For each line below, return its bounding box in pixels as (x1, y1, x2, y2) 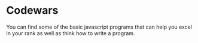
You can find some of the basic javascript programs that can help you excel (6, 23, 193, 30)
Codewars (6, 4, 59, 17)
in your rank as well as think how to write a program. (6, 29, 135, 36)
